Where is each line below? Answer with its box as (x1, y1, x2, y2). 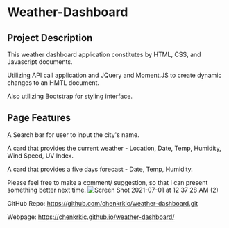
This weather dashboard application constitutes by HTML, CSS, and (7, 50, 201, 58)
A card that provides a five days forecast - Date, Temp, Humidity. (7, 165, 193, 173)
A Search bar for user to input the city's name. (7, 130, 140, 139)
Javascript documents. (7, 58, 73, 66)
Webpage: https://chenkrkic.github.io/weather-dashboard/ (7, 213, 175, 221)
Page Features (7, 112, 71, 124)
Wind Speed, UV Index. (7, 151, 74, 160)
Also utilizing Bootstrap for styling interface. (7, 92, 133, 100)
